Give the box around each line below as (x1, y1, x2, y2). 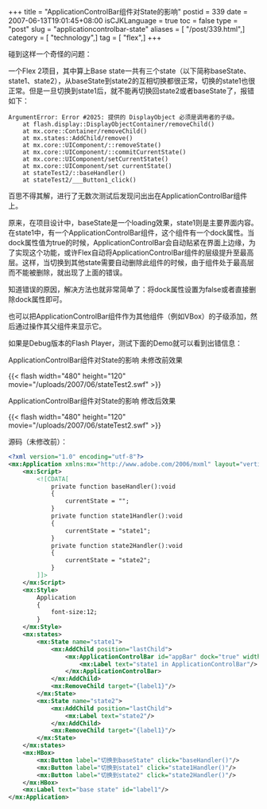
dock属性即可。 (14, 295, 67, 304)
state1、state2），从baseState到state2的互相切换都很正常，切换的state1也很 (8, 76, 256, 85)
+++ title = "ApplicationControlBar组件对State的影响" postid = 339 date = (8, 7, 248, 16)
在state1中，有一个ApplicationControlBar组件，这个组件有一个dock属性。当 (8, 228, 255, 237)
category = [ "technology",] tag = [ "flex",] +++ (8, 33, 161, 42)
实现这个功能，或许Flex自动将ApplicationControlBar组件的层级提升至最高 (14, 248, 254, 257)
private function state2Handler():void (50, 541, 183, 549)
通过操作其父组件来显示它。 (14, 322, 106, 330)
